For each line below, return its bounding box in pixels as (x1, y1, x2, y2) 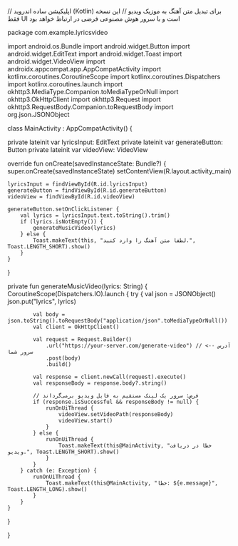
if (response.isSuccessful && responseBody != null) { (33, 398, 200, 405)
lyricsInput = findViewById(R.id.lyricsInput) (7, 181, 148, 188)
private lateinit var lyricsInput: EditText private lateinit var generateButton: (7, 138, 223, 146)
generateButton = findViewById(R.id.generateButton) (7, 187, 167, 194)
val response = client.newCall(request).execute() (33, 373, 187, 380)
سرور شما (7, 348, 33, 355)
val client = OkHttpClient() (33, 323, 120, 330)
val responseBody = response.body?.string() (33, 380, 167, 387)
